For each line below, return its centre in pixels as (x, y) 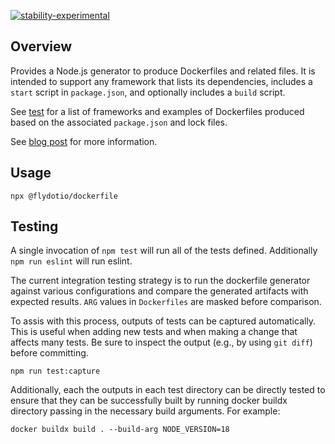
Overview (41, 46)
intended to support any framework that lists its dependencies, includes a (161, 81)
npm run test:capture (55, 371)
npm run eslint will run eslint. (71, 261)
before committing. (49, 353)
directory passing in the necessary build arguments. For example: (145, 411)
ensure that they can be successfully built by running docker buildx (149, 401)
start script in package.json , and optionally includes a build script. (148, 92)
